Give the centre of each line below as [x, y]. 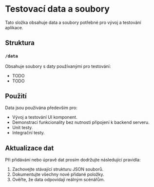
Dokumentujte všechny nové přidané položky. [58, 174]
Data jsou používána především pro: [41, 108]
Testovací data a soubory [57, 9]
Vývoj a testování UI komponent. [45, 117]
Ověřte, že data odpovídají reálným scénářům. [58, 180]
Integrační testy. [28, 133]
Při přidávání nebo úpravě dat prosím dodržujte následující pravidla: [73, 160]
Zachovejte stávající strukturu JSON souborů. [58, 169]
